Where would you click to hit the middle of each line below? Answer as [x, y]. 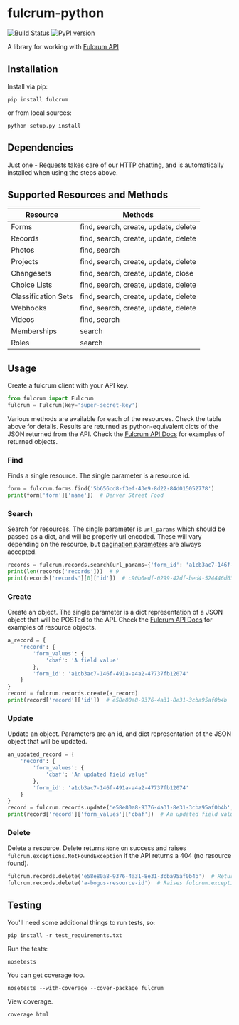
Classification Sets [42, 296]
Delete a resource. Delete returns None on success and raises [97, 848]
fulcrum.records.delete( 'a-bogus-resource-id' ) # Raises [95, 883]
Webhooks [29, 308]
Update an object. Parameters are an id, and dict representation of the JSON [119, 734]
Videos [23, 320]
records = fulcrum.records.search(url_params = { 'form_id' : [95, 565]
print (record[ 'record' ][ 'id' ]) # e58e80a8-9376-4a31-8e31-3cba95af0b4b [117, 700]
